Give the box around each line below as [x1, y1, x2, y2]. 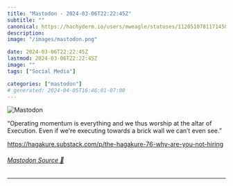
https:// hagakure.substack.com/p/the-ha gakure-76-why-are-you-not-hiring [7, 140, 224, 149]
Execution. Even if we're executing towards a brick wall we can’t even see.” [7, 126, 222, 135]
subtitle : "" [7, 17, 45, 24]
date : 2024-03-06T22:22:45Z [7, 49, 89, 56]
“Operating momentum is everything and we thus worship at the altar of [7, 119, 212, 128]
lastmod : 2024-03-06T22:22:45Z [7, 55, 98, 62]
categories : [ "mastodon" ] [7, 81, 82, 87]
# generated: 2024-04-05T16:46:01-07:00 [7, 87, 126, 94]
